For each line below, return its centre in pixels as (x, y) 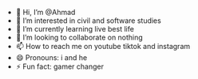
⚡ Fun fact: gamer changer (59, 66)
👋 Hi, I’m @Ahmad (46, 12)
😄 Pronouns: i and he (51, 58)
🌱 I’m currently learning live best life (75, 29)
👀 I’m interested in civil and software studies (88, 21)
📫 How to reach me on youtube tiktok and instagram (103, 46)
